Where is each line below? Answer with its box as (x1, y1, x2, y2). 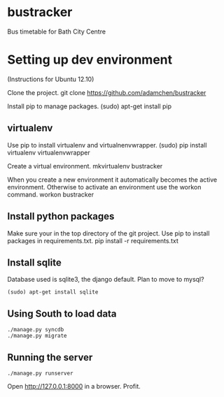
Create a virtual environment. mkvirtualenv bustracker (7, 161, 163, 170)
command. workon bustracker (7, 190, 94, 198)
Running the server (7, 351, 93, 363)
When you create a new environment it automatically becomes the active (7, 175, 218, 184)
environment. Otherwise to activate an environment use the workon (7, 182, 202, 191)
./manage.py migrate (7, 333, 68, 340)
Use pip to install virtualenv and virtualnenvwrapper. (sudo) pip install (7, 140, 207, 149)
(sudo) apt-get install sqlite (7, 289, 99, 296)
